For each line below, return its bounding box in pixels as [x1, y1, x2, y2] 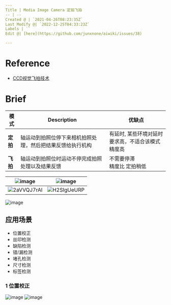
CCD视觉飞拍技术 [12, 75, 50, 81]
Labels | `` [5, 27, 31, 32]
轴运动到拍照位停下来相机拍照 [20, 134, 92, 141]
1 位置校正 [5, 282, 30, 289]
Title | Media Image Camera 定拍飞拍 [5, 7, 82, 13]
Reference [5, 58, 50, 69]
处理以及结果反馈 [20, 163, 62, 170]
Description [47, 116, 77, 123]
